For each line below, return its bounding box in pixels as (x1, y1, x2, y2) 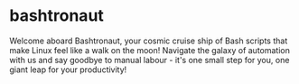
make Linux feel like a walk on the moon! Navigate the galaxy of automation (9, 44, 291, 55)
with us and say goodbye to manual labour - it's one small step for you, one (9, 54, 290, 65)
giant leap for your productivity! (9, 64, 127, 75)
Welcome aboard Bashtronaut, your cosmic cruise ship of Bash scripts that (9, 35, 288, 46)
